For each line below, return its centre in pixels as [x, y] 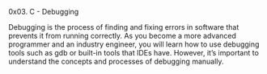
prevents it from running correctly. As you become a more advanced [123, 36]
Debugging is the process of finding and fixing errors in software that [124, 27]
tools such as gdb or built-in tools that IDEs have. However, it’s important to [133, 53]
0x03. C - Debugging [44, 12]
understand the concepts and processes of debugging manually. [116, 61]
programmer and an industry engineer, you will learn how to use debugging [134, 44]
